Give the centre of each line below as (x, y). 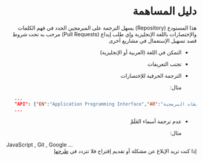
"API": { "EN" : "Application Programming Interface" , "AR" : (88, 104)
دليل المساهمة (165, 11)
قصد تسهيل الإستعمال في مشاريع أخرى (153, 40)
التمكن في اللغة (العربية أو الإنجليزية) (141, 52)
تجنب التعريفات (164, 64)
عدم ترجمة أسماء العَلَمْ (156, 121)
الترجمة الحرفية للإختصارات (151, 75)
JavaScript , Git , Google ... (40, 144)
